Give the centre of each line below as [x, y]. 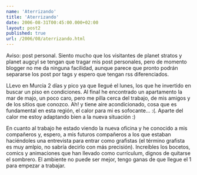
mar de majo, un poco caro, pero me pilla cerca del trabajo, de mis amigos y [98, 98]
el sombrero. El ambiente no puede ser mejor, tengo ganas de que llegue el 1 [99, 159]
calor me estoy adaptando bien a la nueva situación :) [71, 117]
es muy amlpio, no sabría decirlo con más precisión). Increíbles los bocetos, [98, 147]
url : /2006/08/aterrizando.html [46, 39]
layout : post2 [24, 28]
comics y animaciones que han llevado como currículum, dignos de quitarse [98, 153]
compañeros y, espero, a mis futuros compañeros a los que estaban [89, 134]
